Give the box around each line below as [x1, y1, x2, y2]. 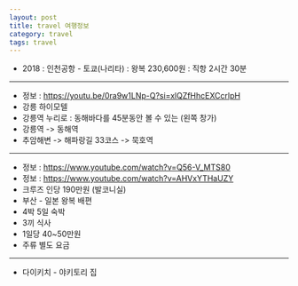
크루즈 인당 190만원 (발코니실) [21, 184, 127, 195]
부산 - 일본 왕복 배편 [21, 195, 93, 206]
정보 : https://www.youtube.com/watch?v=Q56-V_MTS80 [21, 162, 231, 173]
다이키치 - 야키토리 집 [21, 267, 98, 278]
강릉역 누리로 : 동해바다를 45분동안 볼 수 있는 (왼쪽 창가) [21, 113, 217, 123]
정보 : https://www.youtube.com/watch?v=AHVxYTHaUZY [21, 173, 234, 184]
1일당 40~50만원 [21, 228, 82, 240]
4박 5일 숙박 [21, 206, 66, 218]
